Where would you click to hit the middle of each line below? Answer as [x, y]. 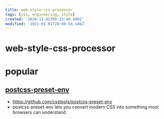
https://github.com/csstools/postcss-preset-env [62, 102]
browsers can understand [39, 112]
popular [22, 71]
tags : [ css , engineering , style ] [40, 14]
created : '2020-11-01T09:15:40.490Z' [45, 19]
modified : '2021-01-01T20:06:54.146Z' [46, 24]
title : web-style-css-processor [39, 10]
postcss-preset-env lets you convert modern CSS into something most [86, 107]
